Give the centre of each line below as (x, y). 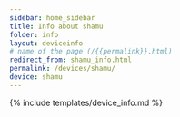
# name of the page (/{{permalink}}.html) (91, 52)
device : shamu (36, 77)
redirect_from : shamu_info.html (70, 60)
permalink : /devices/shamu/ (63, 69)
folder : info (34, 34)
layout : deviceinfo (46, 43)
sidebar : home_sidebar (52, 18)
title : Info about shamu (56, 26)
